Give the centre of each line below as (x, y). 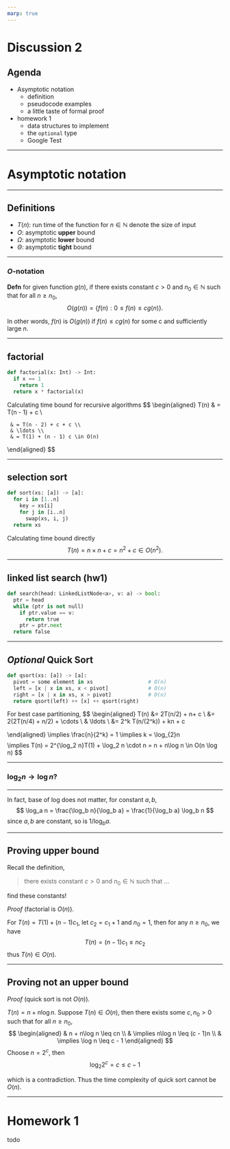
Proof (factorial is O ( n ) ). (40, 909)
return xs (27, 525)
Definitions (31, 208)
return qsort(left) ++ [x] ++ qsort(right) (76, 701)
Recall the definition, (36, 867)
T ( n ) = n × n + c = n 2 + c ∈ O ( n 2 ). (115, 549)
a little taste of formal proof (66, 111)
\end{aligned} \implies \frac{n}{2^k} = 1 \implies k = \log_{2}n (93, 735)
